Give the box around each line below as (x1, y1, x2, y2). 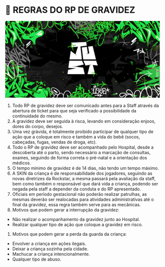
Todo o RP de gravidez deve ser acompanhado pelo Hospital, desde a (12, 144, 154, 150)
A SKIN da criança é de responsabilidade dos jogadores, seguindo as (12, 170, 153, 176)
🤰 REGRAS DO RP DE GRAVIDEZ (5, 4, 136, 16)
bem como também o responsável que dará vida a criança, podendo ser (12, 181, 159, 187)
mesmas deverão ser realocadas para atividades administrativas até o (12, 196, 154, 202)
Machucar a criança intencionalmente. (12, 251, 90, 257)
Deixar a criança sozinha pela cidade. (12, 245, 88, 252)
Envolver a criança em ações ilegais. (12, 240, 86, 246)
